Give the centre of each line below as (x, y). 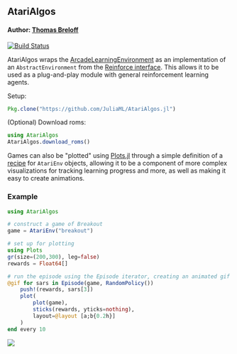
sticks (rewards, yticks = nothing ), (84, 310)
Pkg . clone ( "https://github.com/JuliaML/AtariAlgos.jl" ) (92, 109)
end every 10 (27, 329)
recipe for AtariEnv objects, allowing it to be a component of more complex (117, 163)
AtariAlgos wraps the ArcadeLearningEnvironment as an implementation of (117, 59)
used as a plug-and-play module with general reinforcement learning (108, 75)
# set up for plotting (41, 244)
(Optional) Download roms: (47, 122)
